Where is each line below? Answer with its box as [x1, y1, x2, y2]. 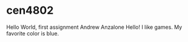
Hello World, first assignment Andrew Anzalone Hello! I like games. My [6, 23, 183, 31]
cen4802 [6, 4, 54, 17]
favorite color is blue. [6, 29, 59, 37]
